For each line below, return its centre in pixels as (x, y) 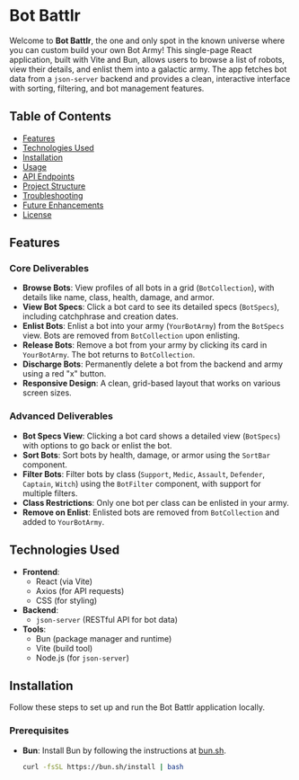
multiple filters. (50, 493)
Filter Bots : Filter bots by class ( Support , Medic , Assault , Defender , (144, 474)
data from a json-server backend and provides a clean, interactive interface (150, 78)
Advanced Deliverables (62, 416)
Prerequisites (39, 731)
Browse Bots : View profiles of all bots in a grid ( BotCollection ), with (148, 288)
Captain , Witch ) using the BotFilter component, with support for (142, 483)
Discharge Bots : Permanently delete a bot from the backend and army (153, 364)
